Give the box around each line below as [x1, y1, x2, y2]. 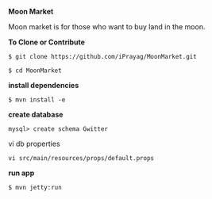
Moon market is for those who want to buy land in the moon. [8, 22, 206, 31]
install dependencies [8, 81, 79, 90]
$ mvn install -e [8, 96, 66, 104]
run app [8, 168, 35, 178]
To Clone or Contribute [8, 37, 86, 47]
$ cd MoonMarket [8, 67, 62, 75]
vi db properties [8, 139, 61, 148]
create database [8, 110, 64, 119]
